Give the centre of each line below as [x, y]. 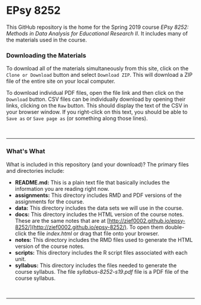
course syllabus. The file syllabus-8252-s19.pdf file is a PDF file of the [101, 271]
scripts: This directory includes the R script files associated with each [101, 252]
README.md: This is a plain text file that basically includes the [92, 182]
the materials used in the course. [47, 40]
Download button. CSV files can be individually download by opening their [96, 99]
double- [175, 227]
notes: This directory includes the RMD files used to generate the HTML [104, 240]
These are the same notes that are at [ [62, 220]
